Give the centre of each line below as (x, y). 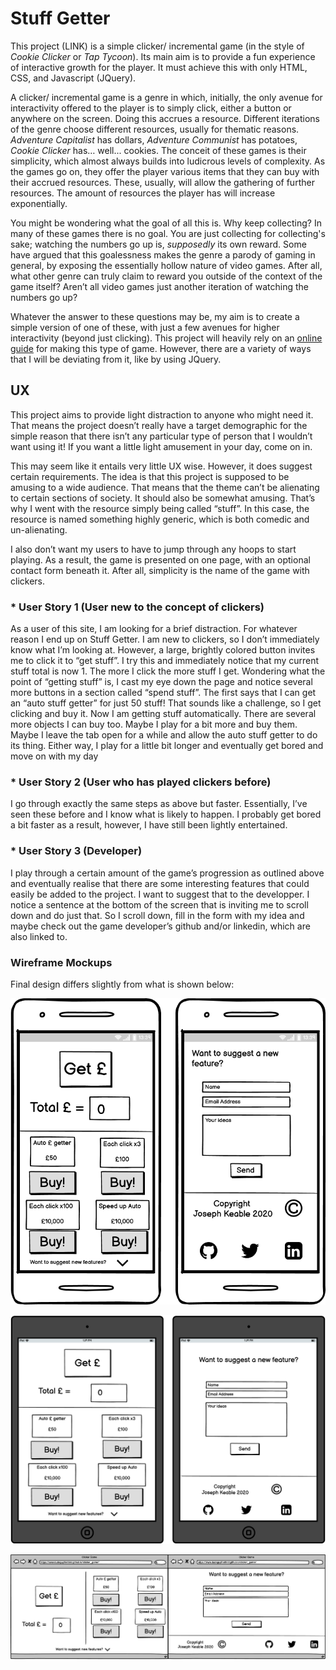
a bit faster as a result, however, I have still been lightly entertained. (149, 825)
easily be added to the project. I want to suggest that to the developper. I (160, 894)
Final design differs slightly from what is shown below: (122, 984)
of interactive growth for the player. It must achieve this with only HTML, (159, 67)
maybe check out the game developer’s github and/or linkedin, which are (160, 926)
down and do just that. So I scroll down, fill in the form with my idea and (157, 915)
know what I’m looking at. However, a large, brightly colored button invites (163, 650)
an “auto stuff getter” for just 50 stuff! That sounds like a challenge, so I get (166, 703)
